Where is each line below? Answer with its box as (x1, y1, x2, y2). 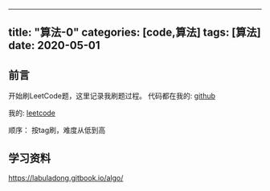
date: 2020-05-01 (8, 39, 100, 52)
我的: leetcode (8, 108, 56, 118)
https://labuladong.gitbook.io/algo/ (8, 173, 124, 183)
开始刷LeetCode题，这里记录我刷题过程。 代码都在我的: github (8, 91, 215, 101)
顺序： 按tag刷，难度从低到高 (8, 126, 106, 135)
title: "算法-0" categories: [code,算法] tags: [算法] (8, 26, 261, 39)
